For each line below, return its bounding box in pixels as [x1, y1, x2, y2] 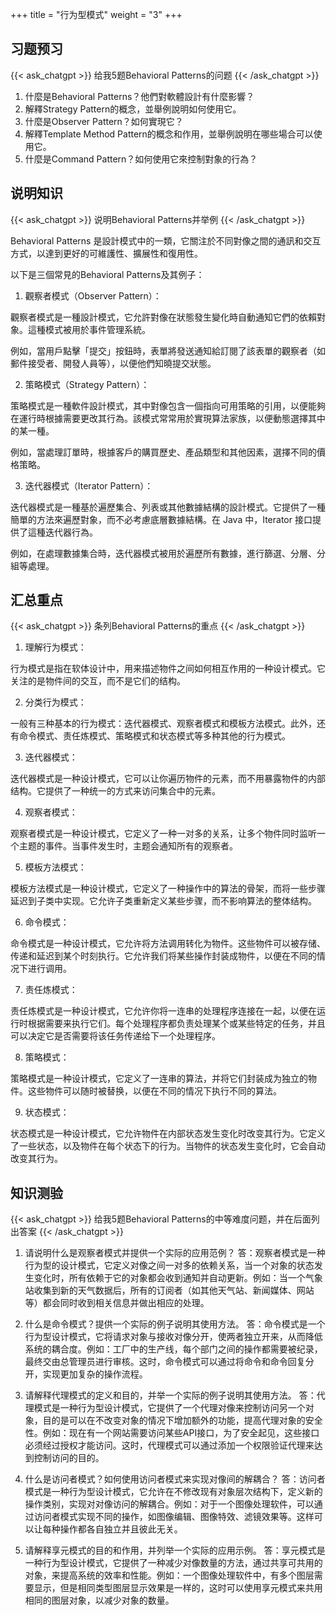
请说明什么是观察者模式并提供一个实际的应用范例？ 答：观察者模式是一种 [24, 1247, 326, 1259]
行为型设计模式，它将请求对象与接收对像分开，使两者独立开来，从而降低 [24, 1331, 323, 1343]
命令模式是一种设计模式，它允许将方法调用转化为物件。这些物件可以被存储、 [10, 938, 326, 950]
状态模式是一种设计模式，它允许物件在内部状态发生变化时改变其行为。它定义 [10, 1128, 326, 1140]
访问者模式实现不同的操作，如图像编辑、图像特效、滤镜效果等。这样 [33, 1511, 315, 1523]
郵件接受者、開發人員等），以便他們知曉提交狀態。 [10, 357, 217, 369]
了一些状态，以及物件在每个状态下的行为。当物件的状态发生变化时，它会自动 [10, 1140, 326, 1152]
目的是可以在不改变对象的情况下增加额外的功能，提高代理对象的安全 [42, 1414, 323, 1427]
